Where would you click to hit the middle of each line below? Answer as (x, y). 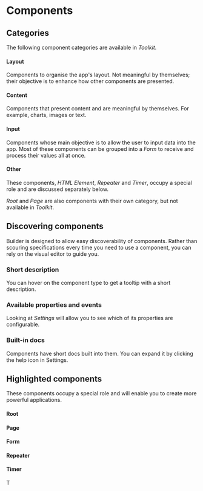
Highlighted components (54, 379)
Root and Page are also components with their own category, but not (92, 201)
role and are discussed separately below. (58, 189)
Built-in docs (26, 340)
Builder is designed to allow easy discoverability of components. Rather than (102, 241)
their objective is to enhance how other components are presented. (90, 81)
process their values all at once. (46, 155)
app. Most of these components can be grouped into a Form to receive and (100, 149)
